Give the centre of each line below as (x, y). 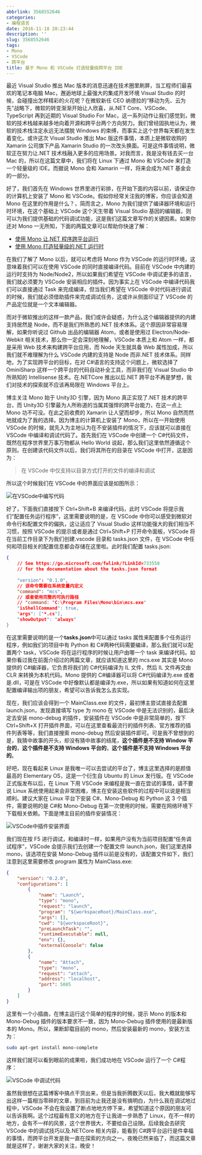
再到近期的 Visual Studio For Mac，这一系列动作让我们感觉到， (112, 115)
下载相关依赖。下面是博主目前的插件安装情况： (64, 813)
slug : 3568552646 (28, 40)
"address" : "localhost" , (69, 979)
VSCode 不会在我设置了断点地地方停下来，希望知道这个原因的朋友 (104, 1108)
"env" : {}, (52, 940)
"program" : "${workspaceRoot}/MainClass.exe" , (98, 912)
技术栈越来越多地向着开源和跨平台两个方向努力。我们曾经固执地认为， (103, 123)
